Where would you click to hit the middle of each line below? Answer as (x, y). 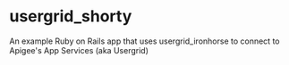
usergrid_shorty (71, 16)
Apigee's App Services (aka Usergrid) (79, 50)
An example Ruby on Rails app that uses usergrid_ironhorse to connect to (144, 41)
